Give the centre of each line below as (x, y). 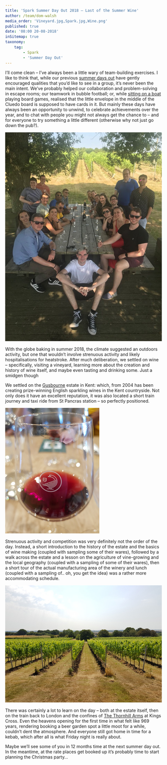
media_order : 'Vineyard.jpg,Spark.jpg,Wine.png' (56, 21)
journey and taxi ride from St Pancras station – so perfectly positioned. (78, 401)
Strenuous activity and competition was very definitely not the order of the (82, 541)
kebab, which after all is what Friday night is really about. (63, 737)
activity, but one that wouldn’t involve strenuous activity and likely (73, 354)
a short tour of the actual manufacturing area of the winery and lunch (76, 568)
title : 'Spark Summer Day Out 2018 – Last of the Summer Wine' (72, 10)
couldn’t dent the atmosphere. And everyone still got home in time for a (78, 732)
